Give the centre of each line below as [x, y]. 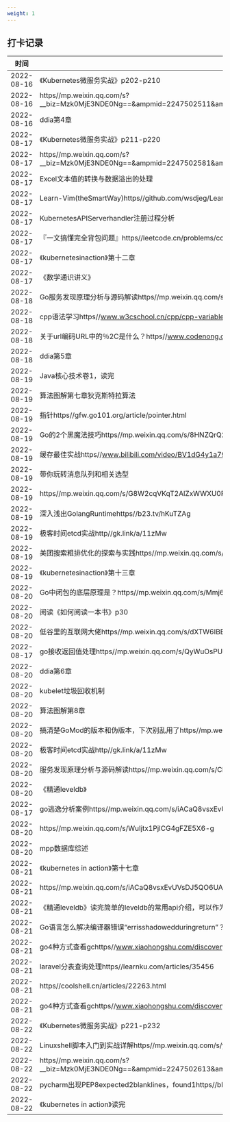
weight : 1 [21, 13]
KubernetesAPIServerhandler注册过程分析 [107, 219]
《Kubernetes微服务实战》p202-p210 [100, 81]
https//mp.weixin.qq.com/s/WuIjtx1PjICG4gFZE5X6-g [127, 828]
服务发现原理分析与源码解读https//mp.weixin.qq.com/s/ [128, 770]
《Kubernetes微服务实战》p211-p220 [100, 140]
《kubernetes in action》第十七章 [89, 869]
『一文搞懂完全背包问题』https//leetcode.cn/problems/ [128, 238]
